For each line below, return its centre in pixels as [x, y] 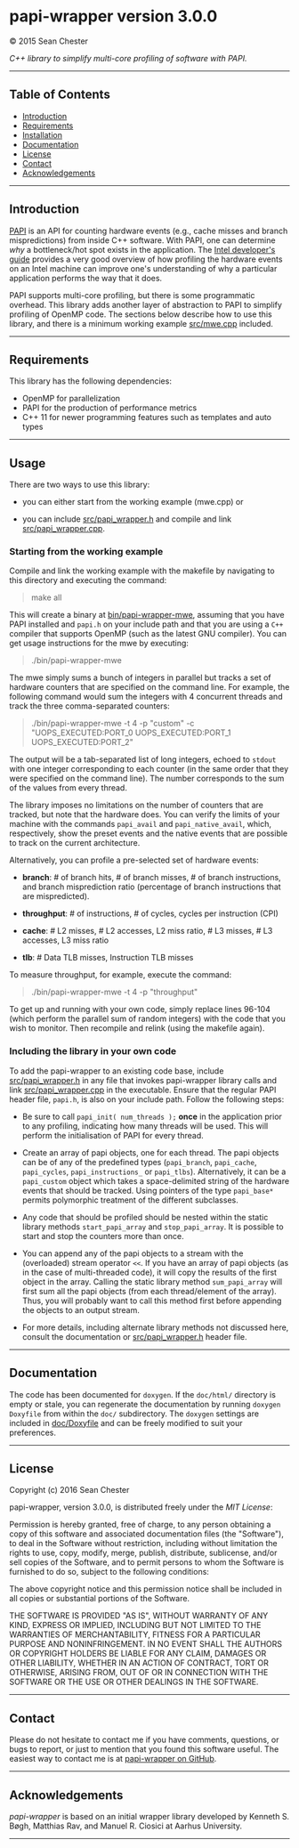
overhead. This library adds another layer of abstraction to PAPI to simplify [146, 304]
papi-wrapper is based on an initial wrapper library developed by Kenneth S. [149, 1817]
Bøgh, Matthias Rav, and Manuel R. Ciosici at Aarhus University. [126, 1826]
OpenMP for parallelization [71, 399]
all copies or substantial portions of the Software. [99, 1599]
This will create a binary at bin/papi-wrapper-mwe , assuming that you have [147, 615]
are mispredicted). [56, 896]
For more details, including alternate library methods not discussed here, [155, 1327]
